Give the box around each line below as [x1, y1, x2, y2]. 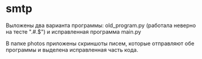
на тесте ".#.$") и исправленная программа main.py [5, 28, 142, 35]
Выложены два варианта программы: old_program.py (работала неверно [5, 22, 197, 29]
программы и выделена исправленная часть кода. [5, 46, 139, 53]
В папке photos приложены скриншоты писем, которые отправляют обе [5, 40, 195, 47]
